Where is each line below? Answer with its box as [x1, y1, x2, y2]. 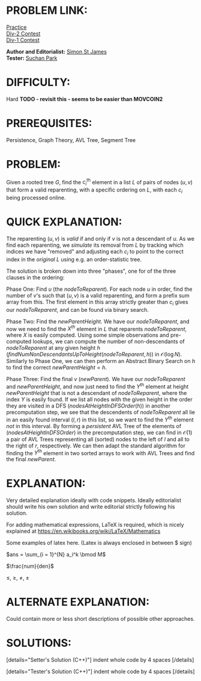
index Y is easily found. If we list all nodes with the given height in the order [6, 396, 193, 403]
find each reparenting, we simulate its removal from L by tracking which [6, 241, 184, 249]
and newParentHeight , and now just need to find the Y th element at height [6, 382, 189, 390]
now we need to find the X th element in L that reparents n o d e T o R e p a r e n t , [6, 324, 187, 332]
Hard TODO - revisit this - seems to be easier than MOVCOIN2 [6, 95, 163, 102]
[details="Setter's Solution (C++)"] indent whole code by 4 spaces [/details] [6, 656, 194, 663]
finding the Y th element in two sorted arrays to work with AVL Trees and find [6, 448, 195, 456]
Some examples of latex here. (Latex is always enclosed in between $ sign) [6, 540, 192, 547]
